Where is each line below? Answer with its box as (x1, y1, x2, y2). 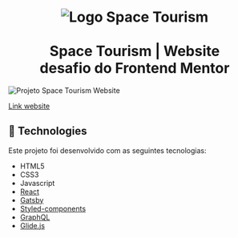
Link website (8, 101, 50, 111)
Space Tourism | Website (49, 42, 220, 60)
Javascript (19, 178, 55, 188)
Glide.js (19, 220, 46, 230)
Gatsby (19, 195, 44, 204)
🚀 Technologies (8, 124, 87, 138)
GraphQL (19, 212, 50, 222)
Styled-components (19, 204, 87, 213)
